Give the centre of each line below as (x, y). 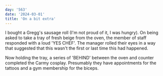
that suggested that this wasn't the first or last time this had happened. (77, 48)
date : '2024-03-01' (25, 14)
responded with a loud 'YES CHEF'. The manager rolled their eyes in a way (80, 43)
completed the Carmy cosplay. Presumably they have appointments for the (81, 63)
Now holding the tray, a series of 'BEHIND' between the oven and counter (80, 58)
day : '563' (16, 10)
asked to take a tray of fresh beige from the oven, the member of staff (76, 38)
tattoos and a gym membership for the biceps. (52, 68)
